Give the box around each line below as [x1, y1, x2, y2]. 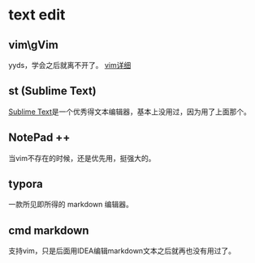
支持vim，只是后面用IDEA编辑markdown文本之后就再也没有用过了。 [8, 246, 236, 256]
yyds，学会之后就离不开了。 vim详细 [8, 61, 132, 70]
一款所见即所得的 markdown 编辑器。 [8, 200, 134, 210]
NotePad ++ [8, 131, 71, 145]
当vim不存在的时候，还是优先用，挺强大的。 [8, 153, 156, 163]
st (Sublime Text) [8, 84, 97, 98]
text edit [8, 6, 66, 24]
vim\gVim [8, 38, 58, 52]
